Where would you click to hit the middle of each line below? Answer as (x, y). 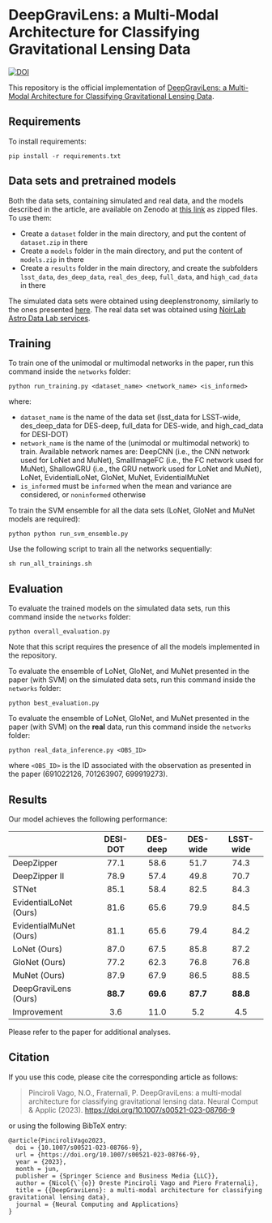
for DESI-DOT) (44, 435)
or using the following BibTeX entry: (68, 1126)
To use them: (30, 217)
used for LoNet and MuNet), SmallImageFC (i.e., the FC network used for (142, 461)
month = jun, (38, 1169)
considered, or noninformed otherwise (83, 495)
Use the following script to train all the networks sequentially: (110, 549)
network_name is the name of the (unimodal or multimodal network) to (134, 443)
